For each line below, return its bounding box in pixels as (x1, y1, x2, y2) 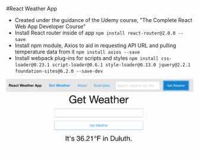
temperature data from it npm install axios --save (14, 48, 140, 55)
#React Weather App (6, 5, 58, 12)
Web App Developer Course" (14, 23, 86, 30)
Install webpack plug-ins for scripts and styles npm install (14, 55, 159, 61)
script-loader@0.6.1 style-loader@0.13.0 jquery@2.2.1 (52, 62, 191, 68)
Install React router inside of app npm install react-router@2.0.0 (14, 29, 176, 36)
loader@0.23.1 (14, 62, 50, 68)
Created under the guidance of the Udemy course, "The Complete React (14, 17, 192, 23)
